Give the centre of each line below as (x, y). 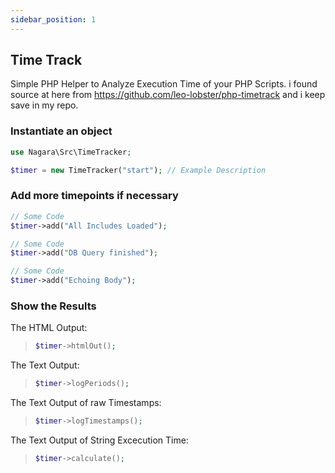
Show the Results (53, 306)
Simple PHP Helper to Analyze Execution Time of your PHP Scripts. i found (164, 84)
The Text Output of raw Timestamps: (86, 403)
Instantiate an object (61, 131)
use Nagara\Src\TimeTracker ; (71, 152)
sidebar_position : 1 (53, 19)
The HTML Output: (49, 328)
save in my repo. (44, 105)
